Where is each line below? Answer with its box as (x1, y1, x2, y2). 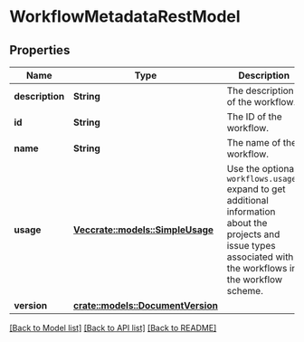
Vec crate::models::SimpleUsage (72, 223, 214, 236)
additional (226, 195, 269, 206)
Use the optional (226, 163, 297, 175)
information (226, 205, 276, 218)
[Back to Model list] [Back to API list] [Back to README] (9, 323, 217, 333)
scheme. (226, 285, 264, 297)
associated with (226, 251, 294, 263)
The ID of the (226, 110, 282, 123)
